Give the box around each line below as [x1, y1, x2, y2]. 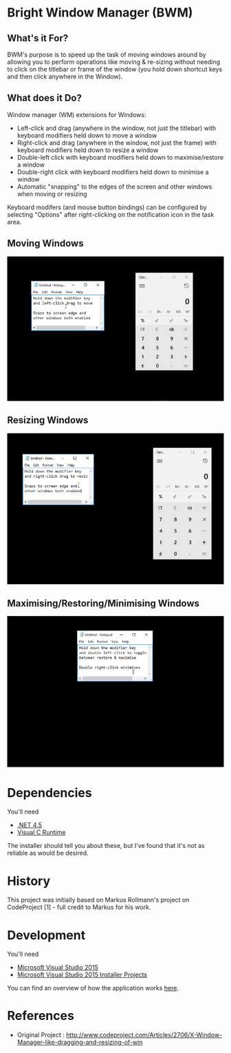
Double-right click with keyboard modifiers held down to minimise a [16, 167, 209, 176]
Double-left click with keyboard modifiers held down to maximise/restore [16, 153, 224, 161]
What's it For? [7, 32, 69, 44]
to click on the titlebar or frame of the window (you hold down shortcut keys [7, 65, 223, 73]
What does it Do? [7, 92, 82, 104]
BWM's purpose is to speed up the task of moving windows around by [7, 50, 206, 58]
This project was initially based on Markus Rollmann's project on [7, 896, 190, 904]
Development [7, 927, 86, 943]
